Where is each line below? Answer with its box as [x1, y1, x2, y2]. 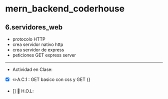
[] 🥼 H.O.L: [12, 88, 34, 94]
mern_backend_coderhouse [5, 3, 125, 14]
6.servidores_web [5, 23, 63, 31]
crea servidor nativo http [12, 41, 63, 47]
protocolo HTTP [12, 36, 46, 42]
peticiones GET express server [12, 52, 76, 58]
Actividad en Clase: [12, 66, 53, 72]
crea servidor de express [12, 47, 64, 52]
